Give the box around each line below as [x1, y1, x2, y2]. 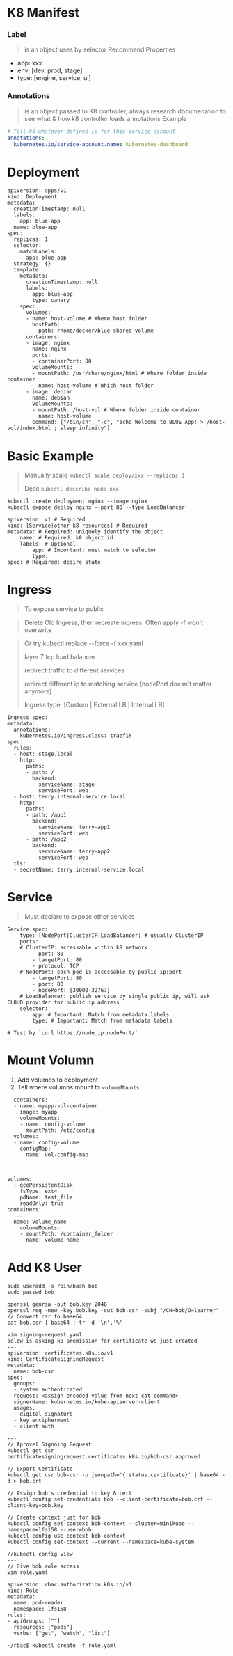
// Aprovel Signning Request [7, 1441, 92, 1449]
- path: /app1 [25, 812, 67, 819]
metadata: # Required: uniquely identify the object [7, 528, 163, 535]
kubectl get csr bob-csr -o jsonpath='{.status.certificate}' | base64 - [7, 1472, 226, 1478]
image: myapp [19, 1109, 58, 1116]
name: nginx [32, 346, 67, 353]
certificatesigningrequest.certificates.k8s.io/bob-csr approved [7, 1453, 200, 1460]
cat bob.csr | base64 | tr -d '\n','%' [7, 1319, 123, 1327]
